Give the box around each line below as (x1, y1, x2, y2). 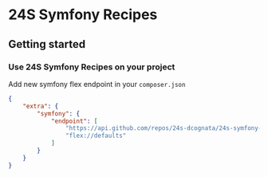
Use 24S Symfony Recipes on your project (8, 61, 175, 73)
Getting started (8, 37, 86, 51)
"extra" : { (22, 102, 59, 110)
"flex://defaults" (65, 132, 127, 140)
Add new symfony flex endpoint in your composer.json (8, 79, 186, 88)
